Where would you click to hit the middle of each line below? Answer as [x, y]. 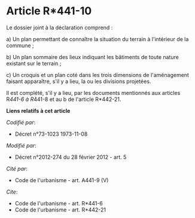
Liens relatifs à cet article [38, 110]
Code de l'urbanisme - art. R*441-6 [59, 203]
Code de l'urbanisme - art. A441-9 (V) [62, 180]
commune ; [20, 45]
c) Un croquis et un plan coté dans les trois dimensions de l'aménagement [98, 75]
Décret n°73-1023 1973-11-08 [51, 134]
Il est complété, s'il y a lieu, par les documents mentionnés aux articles [93, 93]
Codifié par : [21, 122]
